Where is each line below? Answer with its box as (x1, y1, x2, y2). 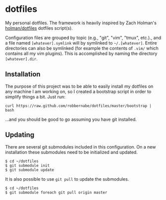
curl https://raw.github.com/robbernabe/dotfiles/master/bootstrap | (5, 103, 152, 108)
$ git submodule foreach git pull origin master (5, 190, 108, 195)
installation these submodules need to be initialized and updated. (5, 149, 138, 155)
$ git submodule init (5, 163, 50, 168)
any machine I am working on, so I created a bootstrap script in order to (5, 88, 152, 95)
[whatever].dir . (5, 55, 38, 61)
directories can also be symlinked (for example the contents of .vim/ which (5, 45, 159, 51)
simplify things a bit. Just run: (5, 94, 66, 100)
